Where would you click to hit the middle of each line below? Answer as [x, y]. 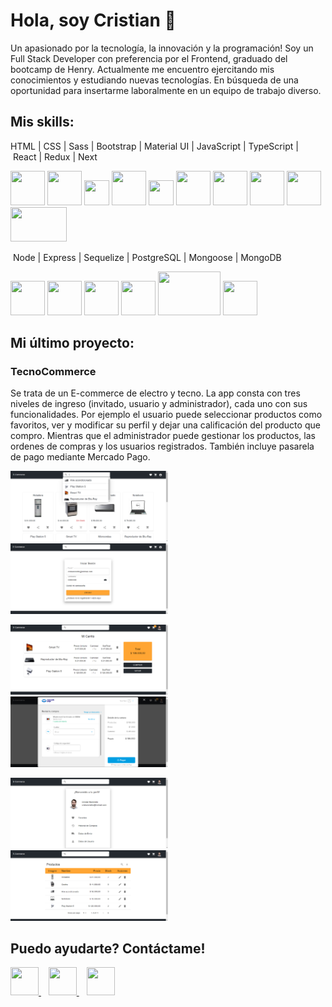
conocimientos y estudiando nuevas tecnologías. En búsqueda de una [154, 80]
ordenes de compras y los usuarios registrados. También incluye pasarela [162, 446]
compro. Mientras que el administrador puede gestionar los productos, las [163, 436]
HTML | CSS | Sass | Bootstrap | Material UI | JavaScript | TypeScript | [154, 146]
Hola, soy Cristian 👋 [93, 20]
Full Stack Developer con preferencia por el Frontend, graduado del [149, 58]
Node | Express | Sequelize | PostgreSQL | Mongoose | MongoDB [147, 257]
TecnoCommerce [53, 372]
